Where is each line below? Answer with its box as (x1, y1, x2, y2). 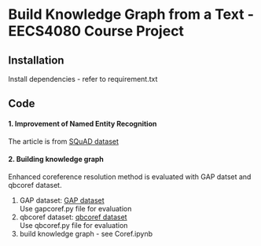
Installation (8, 53, 64, 67)
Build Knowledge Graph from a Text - (8, 6, 254, 24)
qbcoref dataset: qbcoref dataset (19, 212, 127, 222)
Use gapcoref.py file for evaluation (19, 204, 132, 213)
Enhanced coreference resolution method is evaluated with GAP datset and (8, 171, 252, 182)
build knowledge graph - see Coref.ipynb (19, 229, 153, 238)
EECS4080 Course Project (8, 22, 185, 40)
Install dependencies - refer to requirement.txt (8, 75, 158, 83)
